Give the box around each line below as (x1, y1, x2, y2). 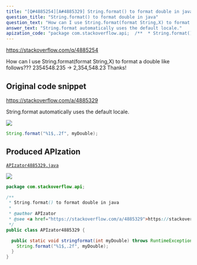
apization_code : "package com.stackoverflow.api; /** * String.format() (6, 31, 193, 36)
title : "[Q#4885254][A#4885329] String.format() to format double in (6, 8, 180, 15)
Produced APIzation (6, 147, 81, 157)
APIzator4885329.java (6, 162, 59, 168)
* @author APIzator (8, 211, 57, 217)
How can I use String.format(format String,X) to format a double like (6, 58, 170, 65)
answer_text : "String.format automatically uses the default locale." (6, 25, 182, 31)
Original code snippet (6, 81, 87, 91)
